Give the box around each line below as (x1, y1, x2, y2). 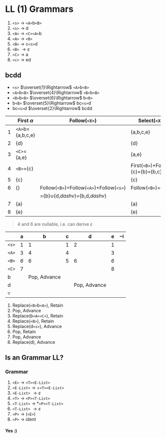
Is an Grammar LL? (5, 353, 64, 362)
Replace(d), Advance (12, 339, 55, 345)
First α (17, 117, 34, 124)
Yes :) (5, 428, 17, 434)
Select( (138, 117, 156, 124)
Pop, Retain (12, 328, 36, 334)
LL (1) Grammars (5, 3, 74, 15)
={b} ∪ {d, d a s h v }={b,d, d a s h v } (40, 192, 107, 199)
